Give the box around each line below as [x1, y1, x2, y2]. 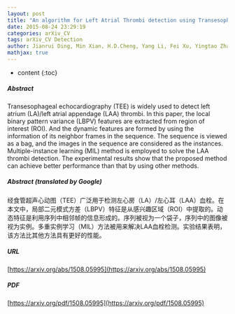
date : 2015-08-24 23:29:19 [7, 23, 86, 30]
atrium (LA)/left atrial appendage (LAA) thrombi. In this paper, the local [7, 109, 211, 117]
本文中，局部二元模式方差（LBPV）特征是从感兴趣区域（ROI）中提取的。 [7, 204, 218, 213]
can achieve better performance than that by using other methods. [7, 162, 199, 170]
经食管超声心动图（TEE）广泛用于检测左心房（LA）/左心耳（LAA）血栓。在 [7, 196, 225, 204]
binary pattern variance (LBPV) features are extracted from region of [7, 117, 205, 125]
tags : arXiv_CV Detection [7, 36, 83, 43]
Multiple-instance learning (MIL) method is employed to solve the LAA [7, 146, 209, 155]
